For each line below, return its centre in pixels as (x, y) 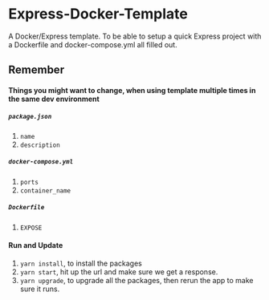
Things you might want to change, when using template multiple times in (132, 90)
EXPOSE (31, 228)
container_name (45, 191)
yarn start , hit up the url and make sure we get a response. (119, 272)
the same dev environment (54, 99)
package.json (30, 116)
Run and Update (36, 245)
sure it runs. (40, 289)
